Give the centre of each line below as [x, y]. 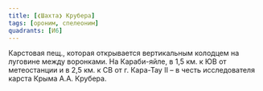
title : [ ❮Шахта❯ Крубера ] [51, 16]
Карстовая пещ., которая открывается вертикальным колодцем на [124, 53]
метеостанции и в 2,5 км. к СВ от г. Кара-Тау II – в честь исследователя [132, 70]
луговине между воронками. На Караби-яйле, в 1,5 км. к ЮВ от [117, 61]
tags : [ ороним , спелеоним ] [53, 23]
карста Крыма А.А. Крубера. [58, 79]
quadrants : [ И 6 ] [35, 30]
